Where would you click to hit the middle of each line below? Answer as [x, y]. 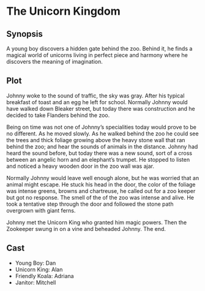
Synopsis [24, 34]
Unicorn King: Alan [39, 269]
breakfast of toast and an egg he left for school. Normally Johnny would [97, 102]
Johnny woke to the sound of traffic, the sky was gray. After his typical [95, 96]
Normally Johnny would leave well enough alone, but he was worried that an [103, 178]
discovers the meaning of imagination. [54, 62]
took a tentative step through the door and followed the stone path [90, 204]
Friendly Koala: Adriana [45, 276]
